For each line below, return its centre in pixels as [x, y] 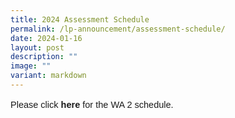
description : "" [44, 57]
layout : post [37, 47]
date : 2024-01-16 [46, 38]
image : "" [31, 66]
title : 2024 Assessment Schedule [80, 19]
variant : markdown [48, 76]
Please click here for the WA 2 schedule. [92, 105]
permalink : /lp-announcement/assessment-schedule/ [118, 29]
